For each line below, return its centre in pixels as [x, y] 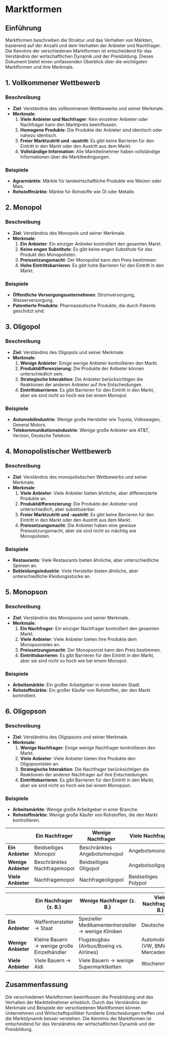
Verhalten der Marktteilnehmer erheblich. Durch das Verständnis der [77, 1002]
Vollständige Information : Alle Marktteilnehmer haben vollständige [90, 151]
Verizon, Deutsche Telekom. [42, 435]
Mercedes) [155, 952]
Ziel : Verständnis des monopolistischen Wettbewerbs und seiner [80, 477]
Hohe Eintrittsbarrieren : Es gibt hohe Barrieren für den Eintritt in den [92, 265]
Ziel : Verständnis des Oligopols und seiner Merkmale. [69, 352]
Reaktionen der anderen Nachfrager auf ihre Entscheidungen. [84, 774]
